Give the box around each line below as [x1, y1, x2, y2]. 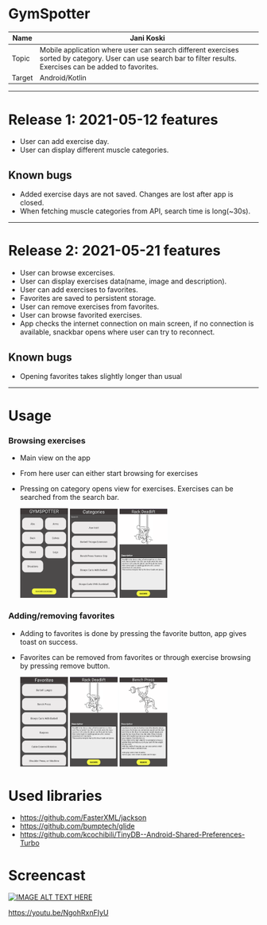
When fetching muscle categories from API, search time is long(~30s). [19, 206, 251, 216]
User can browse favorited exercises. [19, 310, 143, 320]
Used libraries [8, 786, 103, 805]
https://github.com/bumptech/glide [19, 822, 135, 831]
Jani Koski [130, 33, 165, 43]
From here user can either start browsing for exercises [19, 469, 199, 478]
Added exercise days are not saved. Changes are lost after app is [19, 189, 234, 199]
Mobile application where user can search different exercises [39, 45, 240, 54]
